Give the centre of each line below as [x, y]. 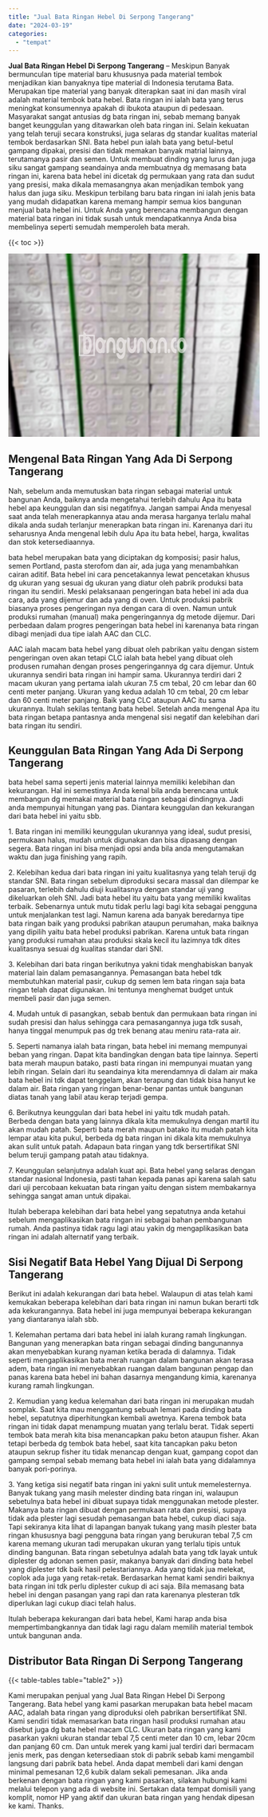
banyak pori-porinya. [43, 1469]
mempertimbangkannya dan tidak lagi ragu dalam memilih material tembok [131, 1627]
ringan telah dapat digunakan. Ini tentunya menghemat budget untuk [121, 990]
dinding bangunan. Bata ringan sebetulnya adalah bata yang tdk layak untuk [133, 1553]
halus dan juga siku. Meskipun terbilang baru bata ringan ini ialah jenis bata [132, 193]
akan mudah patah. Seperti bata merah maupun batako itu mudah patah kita [133, 1129]
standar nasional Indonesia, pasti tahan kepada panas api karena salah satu [132, 1179]
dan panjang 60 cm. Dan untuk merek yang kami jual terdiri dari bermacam [131, 1747]
